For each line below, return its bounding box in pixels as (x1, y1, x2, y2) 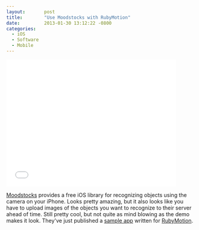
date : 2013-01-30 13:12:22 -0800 (6, 20, 112, 26)
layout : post (6, 8, 55, 15)
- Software (11, 37, 39, 43)
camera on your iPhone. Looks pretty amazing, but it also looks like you (6, 197, 184, 205)
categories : (6, 25, 36, 32)
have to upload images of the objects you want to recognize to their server (6, 204, 192, 211)
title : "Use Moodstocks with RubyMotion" (6, 14, 131, 20)
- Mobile (11, 43, 34, 49)
